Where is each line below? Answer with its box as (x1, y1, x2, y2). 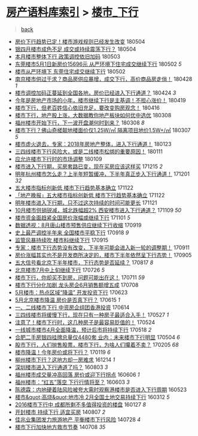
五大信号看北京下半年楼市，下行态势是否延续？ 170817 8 (14, 258, 154, 266)
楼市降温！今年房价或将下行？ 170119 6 (14, 348, 111, 356)
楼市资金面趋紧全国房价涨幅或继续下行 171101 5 (14, 214, 130, 221)
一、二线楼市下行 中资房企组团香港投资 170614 (14, 303, 130, 311)
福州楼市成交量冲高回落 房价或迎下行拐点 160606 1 (14, 371, 140, 378)
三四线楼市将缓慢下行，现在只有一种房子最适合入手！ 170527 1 (14, 311, 169, 318)
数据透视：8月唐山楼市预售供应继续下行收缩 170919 (14, 221, 142, 228)
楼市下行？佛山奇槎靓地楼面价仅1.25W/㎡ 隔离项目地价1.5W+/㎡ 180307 (14, 126, 191, 133)
